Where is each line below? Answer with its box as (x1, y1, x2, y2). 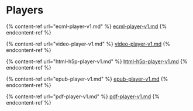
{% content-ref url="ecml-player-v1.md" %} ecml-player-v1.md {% (6, 23, 167, 30)
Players (6, 4, 44, 17)
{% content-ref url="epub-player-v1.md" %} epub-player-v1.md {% (6, 75, 168, 82)
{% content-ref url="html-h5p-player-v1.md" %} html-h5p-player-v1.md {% (6, 58, 188, 65)
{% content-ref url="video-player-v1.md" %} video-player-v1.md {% (6, 40, 171, 47)
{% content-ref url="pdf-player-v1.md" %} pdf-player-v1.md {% (6, 93, 160, 100)
